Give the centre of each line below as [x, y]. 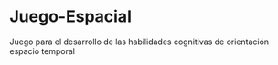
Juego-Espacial [71, 17]
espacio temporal [43, 51]
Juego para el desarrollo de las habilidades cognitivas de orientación [139, 42]
